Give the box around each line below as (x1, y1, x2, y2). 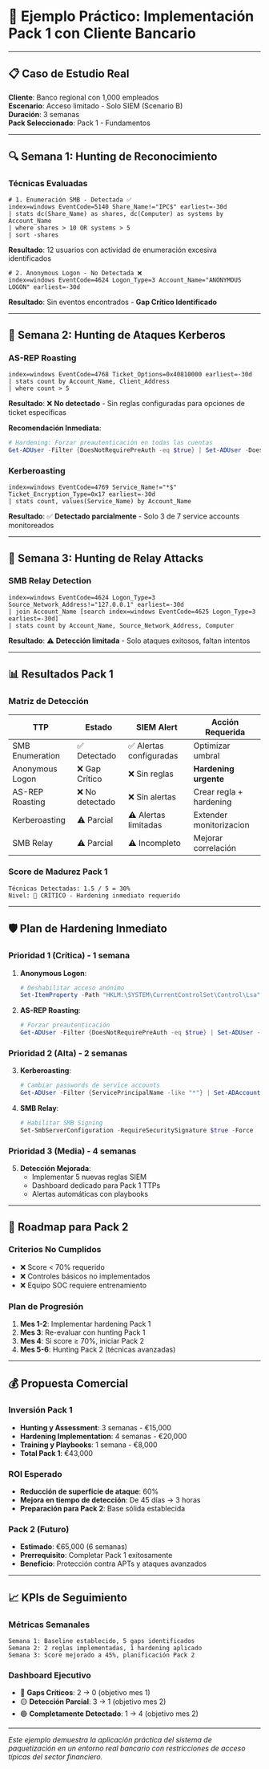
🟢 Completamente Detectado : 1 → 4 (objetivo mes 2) (19, 1709, 199, 1718)
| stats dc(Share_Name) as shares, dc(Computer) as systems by (8, 210, 224, 218)
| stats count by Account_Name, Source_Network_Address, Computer (8, 621, 235, 629)
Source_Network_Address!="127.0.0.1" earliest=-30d (8, 600, 184, 608)
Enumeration (12, 750, 61, 761)
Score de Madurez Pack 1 (8, 866, 108, 877)
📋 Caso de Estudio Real (8, 67, 130, 81)
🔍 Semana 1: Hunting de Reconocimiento (8, 150, 218, 164)
